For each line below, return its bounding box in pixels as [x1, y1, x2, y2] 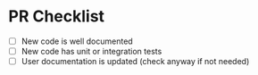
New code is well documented [21, 36, 133, 46]
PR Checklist [8, 6, 104, 27]
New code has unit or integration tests [21, 46, 162, 56]
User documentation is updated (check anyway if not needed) [21, 56, 250, 67]
